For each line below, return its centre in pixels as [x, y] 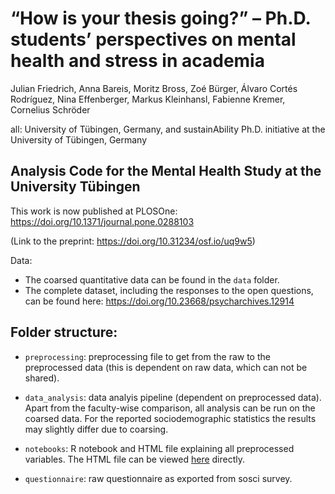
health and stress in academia [137, 61]
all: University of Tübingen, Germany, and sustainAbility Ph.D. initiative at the [168, 129]
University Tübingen [75, 187]
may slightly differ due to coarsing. [96, 429]
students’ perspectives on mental [153, 39]
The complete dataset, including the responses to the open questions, [169, 290]
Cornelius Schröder [50, 109]
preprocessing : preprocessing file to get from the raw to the [147, 356]
